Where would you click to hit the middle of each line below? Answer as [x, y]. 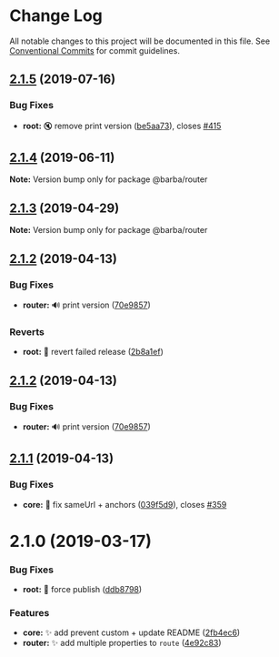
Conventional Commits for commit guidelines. [95, 50]
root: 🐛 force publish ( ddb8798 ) [82, 590]
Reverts [27, 331]
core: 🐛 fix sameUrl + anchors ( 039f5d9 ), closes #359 [125, 504]
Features [30, 613]
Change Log [56, 16]
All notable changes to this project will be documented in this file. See [140, 41]
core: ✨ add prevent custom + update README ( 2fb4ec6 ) [131, 632]
